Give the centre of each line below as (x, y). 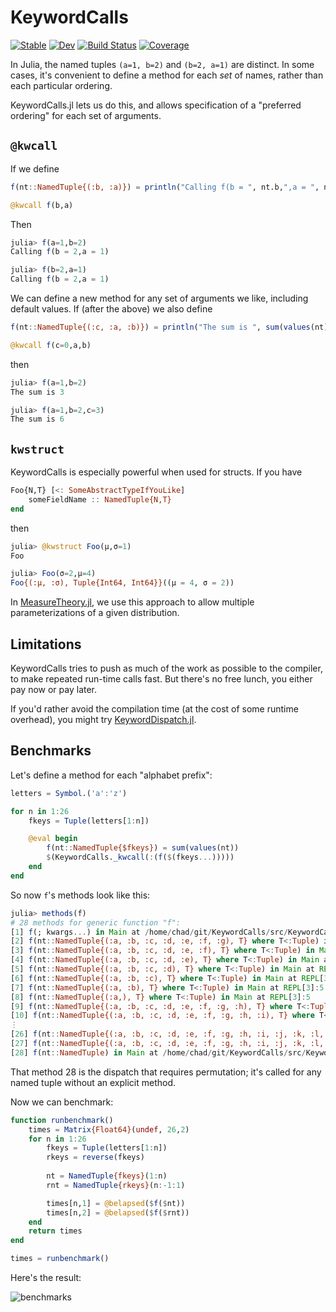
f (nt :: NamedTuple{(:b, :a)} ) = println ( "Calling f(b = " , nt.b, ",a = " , (165, 187)
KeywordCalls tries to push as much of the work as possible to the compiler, (166, 668)
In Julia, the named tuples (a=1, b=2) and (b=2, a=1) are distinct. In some (162, 64)
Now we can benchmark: (62, 1102)
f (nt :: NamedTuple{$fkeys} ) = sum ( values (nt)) (143, 848)
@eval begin (53, 839)
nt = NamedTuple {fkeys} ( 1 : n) (107, 1176)
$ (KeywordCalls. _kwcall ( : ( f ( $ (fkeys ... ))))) (140, 857)
